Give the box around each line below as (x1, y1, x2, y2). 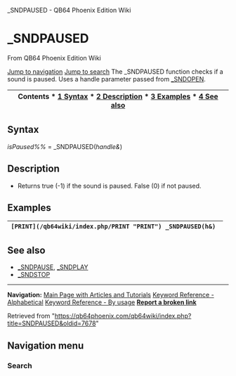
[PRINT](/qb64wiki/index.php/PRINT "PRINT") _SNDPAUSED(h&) (11, 223, 216, 231)
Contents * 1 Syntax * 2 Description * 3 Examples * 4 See (17, 91, 219, 101)
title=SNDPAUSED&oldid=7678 (7, 319, 96, 328)
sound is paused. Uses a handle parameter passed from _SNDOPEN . (7, 74, 206, 83)
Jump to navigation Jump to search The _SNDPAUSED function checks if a (7, 67, 223, 76)
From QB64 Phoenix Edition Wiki (7, 53, 102, 62)
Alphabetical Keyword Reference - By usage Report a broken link (7, 298, 197, 306)
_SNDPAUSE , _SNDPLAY (17, 263, 88, 271)
